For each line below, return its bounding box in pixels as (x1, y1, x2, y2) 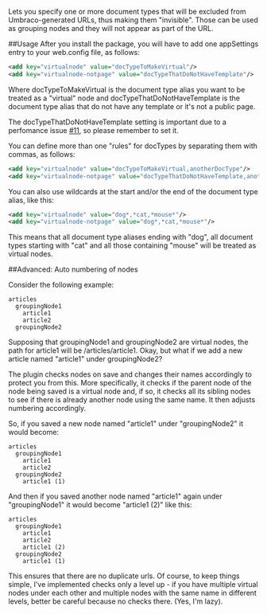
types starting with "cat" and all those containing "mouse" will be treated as (8, 241, 257, 250)
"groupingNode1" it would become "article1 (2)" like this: (8, 500, 192, 510)
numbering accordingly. (8, 404, 86, 413)
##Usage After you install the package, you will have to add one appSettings (8, 39, 259, 49)
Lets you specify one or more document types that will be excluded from (8, 7, 246, 16)
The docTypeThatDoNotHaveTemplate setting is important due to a (8, 117, 226, 127)
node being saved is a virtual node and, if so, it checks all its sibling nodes (8, 386, 251, 397)
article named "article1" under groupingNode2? (8, 354, 163, 364)
